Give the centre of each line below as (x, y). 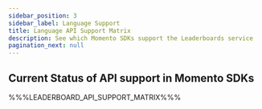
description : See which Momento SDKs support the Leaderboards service (131, 38)
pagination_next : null (46, 46)
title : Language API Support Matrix (70, 30)
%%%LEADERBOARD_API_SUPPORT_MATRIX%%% (95, 97)
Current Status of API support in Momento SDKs (131, 78)
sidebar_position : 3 (43, 16)
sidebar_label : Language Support (64, 23)
